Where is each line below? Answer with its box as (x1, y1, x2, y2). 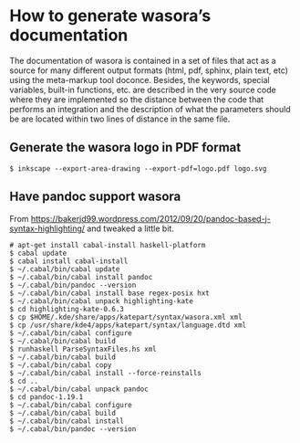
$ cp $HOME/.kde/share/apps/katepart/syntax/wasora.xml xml (9, 312, 243, 322)
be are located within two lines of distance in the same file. (9, 113, 231, 124)
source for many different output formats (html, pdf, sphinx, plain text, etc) (9, 65, 289, 76)
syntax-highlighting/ (9, 223, 85, 234)
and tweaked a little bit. (86, 223, 175, 234)
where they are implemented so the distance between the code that (9, 93, 264, 105)
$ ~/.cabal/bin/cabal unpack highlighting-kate (9, 296, 194, 306)
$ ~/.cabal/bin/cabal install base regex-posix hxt (9, 289, 210, 298)
